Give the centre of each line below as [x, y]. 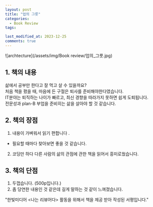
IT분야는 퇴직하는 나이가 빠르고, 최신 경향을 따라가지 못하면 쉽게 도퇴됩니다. [77, 97]
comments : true [21, 41]
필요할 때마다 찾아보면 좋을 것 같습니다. [49, 143]
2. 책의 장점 [22, 120]
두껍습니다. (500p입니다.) [37, 183]
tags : [11, 28]
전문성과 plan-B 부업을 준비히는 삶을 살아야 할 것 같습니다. [61, 103]
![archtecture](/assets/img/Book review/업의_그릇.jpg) [59, 55]
